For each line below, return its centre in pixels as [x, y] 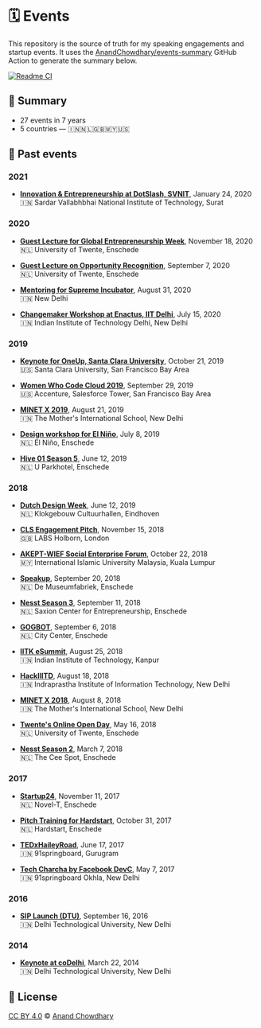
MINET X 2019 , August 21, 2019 [72, 410]
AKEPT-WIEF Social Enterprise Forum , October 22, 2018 [114, 554]
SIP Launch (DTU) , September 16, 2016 [84, 916]
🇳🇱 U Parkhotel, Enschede [64, 467]
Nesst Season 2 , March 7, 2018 [71, 749]
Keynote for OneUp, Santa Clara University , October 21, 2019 [122, 361]
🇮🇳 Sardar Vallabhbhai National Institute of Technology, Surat [122, 202]
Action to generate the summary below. [73, 60]
